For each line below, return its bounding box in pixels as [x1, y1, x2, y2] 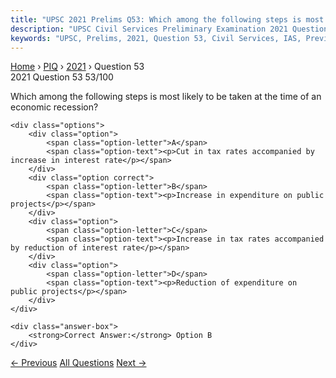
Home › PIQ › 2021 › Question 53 [10, 61, 145, 73]
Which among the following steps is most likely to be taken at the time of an [10, 91, 322, 103]
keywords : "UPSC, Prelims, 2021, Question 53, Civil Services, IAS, [10, 33, 302, 43]
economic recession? [10, 101, 99, 113]
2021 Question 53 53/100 [10, 71, 114, 83]
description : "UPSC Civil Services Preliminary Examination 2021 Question [10, 24, 329, 34]
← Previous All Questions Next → [10, 357, 147, 369]
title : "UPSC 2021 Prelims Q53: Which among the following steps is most [10, 14, 325, 25]
